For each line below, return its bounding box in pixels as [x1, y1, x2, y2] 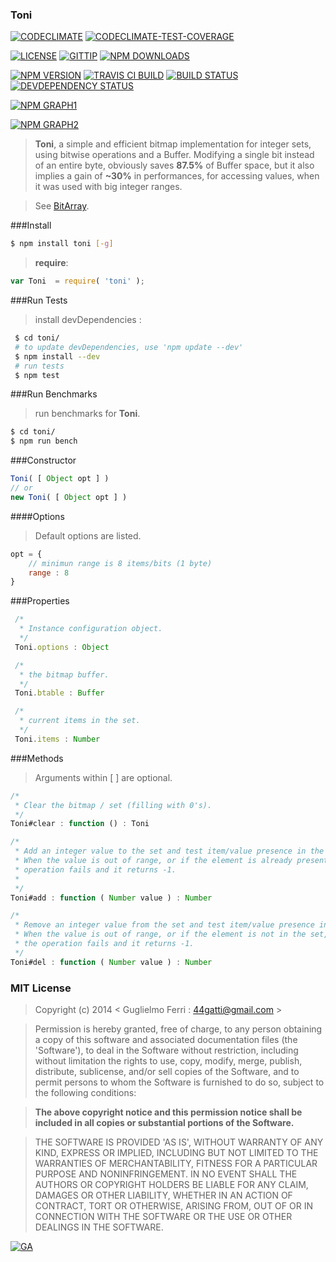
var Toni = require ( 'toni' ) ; [10, 276, 145, 287]
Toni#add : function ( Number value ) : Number [10, 893, 213, 903]
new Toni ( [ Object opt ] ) [10, 492, 128, 502]
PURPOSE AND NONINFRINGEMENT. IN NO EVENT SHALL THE [34, 1168, 298, 1180]
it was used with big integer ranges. [34, 181, 183, 193]
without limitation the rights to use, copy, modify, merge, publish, [34, 1054, 303, 1067]
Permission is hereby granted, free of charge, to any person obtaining [34, 1023, 323, 1035]
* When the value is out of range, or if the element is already [14, 856, 293, 866]
